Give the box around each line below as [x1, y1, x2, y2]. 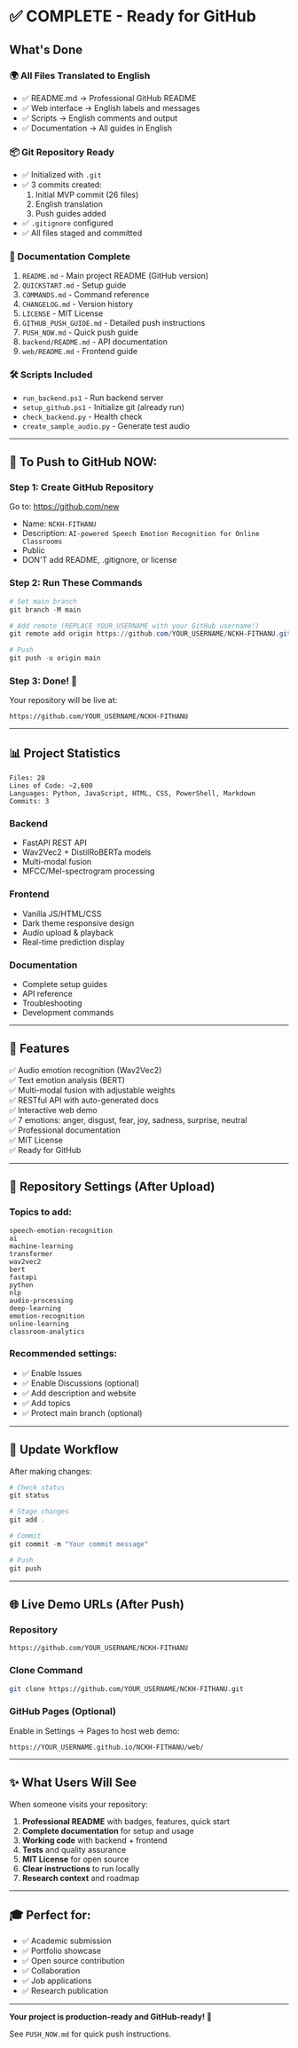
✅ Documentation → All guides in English [21, 123, 173, 133]
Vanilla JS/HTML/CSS [21, 908, 102, 919]
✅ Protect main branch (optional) [21, 1407, 143, 1418]
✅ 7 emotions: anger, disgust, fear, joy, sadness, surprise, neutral [9, 1114, 247, 1125]
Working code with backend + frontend [21, 1835, 168, 1846]
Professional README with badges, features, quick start [21, 1815, 231, 1826]
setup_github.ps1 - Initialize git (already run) [21, 401, 184, 412]
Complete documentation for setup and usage [21, 1825, 195, 1836]
